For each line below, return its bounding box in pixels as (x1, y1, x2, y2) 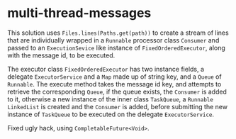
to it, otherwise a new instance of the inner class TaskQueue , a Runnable (7, 94, 214, 104)
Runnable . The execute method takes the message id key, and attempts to (7, 79, 222, 88)
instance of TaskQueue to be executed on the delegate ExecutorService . (7, 110, 215, 118)
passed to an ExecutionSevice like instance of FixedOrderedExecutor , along (7, 43, 225, 52)
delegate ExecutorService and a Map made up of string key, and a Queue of (7, 72, 222, 81)
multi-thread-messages (7, 5, 152, 21)
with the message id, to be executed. (7, 51, 116, 60)
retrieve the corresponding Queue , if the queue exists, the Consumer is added (7, 87, 227, 96)
